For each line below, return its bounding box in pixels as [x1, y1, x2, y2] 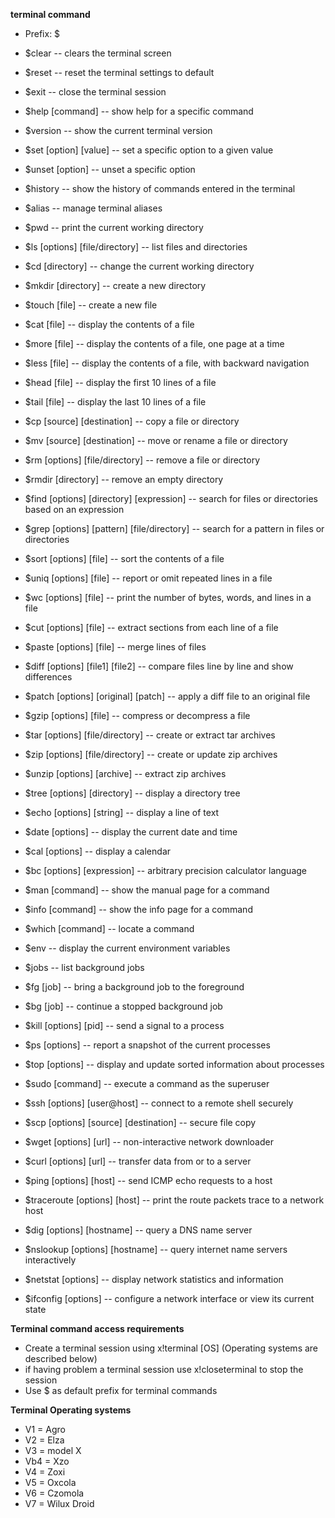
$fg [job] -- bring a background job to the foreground [24, 981, 245, 993]
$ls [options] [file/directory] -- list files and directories [24, 241, 248, 253]
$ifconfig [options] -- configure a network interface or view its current [24, 1293, 315, 1304]
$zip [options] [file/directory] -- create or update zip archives [24, 749, 278, 760]
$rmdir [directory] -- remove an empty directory [24, 474, 224, 485]
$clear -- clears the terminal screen [24, 47, 172, 59]
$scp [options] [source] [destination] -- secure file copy [24, 1117, 257, 1128]
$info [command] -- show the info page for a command [24, 904, 253, 915]
